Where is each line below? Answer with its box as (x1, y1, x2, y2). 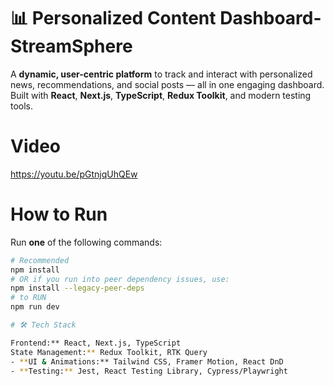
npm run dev (10, 302, 60, 312)
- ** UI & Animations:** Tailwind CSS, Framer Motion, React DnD (10, 356, 284, 367)
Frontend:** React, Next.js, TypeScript (10, 338, 182, 348)
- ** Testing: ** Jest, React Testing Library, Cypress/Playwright (10, 366, 288, 376)
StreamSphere (10, 35, 133, 58)
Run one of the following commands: (10, 236, 163, 248)
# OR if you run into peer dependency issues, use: (10, 274, 230, 284)
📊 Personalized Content (10, 7, 217, 30)
